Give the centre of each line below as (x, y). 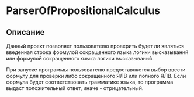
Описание (25, 32)
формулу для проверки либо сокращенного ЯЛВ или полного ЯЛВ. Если (96, 76)
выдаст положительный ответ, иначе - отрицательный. (75, 88)
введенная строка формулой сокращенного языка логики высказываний (97, 52)
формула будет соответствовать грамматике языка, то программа (90, 82)
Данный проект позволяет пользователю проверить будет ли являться (95, 46)
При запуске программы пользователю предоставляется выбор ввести (96, 70)
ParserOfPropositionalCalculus (83, 11)
